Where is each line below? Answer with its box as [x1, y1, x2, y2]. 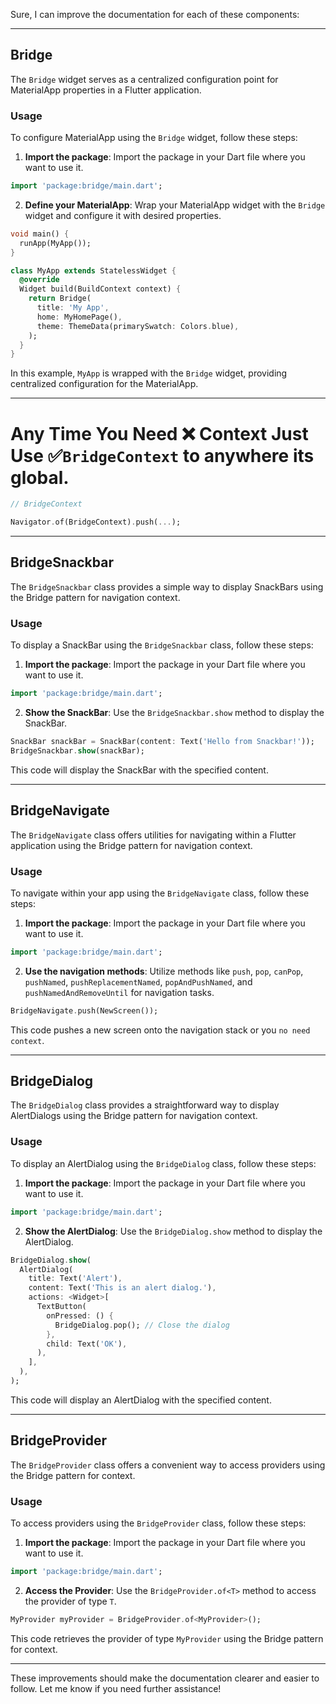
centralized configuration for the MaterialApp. [10, 378, 199, 390]
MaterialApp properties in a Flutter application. [10, 84, 202, 96]
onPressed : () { [46, 1310, 114, 1321]
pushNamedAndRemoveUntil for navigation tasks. [24, 986, 215, 998]
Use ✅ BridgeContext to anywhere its [10, 444, 315, 467]
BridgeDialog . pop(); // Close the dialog [54, 1320, 230, 1330]
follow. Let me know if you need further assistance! [10, 1682, 222, 1694]
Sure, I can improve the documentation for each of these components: [10, 9, 300, 20]
